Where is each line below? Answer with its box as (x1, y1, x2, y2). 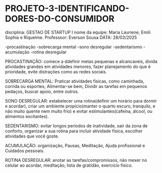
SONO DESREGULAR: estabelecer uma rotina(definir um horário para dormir (5, 98, 157, 104)
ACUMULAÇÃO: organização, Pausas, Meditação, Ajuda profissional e (5, 142, 146, 148)
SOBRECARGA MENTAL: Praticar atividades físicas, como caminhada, (5, 78, 145, 84)
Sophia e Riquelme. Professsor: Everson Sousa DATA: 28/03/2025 (5, 35, 137, 40)
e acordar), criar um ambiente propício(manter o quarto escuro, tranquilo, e (5, 103, 156, 109)
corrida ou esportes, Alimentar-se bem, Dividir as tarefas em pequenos (5, 83, 147, 89)
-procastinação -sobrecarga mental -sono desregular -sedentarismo (5, 44, 143, 50)
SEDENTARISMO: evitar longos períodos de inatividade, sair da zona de (5, 122, 148, 129)
